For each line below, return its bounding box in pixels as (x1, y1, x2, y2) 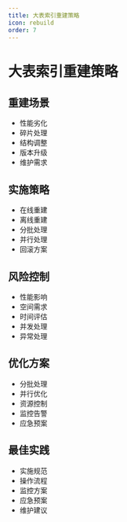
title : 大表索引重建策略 (8, 11, 80, 20)
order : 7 (8, 26, 37, 34)
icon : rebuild (8, 19, 55, 27)
